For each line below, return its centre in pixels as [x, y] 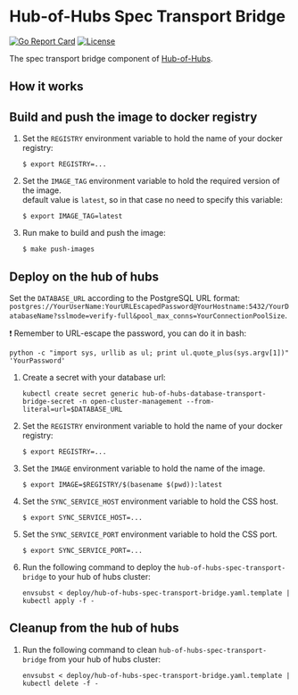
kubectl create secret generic [80, 394]
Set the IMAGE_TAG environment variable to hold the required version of [151, 181]
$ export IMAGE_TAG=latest [72, 216]
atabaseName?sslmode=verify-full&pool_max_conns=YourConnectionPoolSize [147, 316]
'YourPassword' [37, 360]
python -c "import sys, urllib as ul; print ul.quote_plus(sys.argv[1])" [149, 353]
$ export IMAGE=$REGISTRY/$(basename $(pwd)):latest [122, 484]
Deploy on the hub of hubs [84, 276]
